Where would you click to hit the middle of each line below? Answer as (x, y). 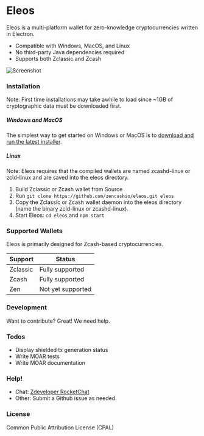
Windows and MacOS (34, 120)
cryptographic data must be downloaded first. (64, 106)
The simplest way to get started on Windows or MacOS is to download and (100, 135)
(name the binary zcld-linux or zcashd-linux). (72, 209)
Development (27, 308)
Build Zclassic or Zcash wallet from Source (69, 189)
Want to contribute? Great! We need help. (58, 321)
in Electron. (20, 33)
